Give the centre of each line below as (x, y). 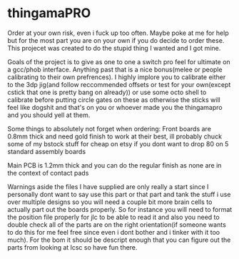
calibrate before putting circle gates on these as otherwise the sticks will (114, 100)
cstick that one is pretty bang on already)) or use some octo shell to (107, 92)
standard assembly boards (47, 151)
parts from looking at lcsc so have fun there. (72, 247)
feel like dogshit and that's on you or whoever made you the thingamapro (115, 107)
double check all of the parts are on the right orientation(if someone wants (117, 224)
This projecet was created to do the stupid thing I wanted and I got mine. (114, 48)
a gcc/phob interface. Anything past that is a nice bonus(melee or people (115, 69)
